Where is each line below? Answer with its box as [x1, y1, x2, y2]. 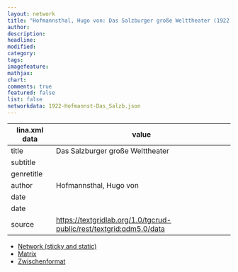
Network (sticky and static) [17, 242, 97, 250]
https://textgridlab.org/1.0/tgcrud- [55, 215, 171, 225]
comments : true [7, 83, 52, 90]
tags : [7, 57, 23, 64]
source [11, 219, 34, 229]
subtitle [11, 157, 36, 167]
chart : [7, 76, 27, 84]
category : [7, 50, 37, 57]
